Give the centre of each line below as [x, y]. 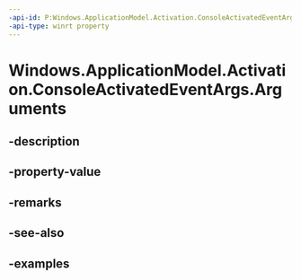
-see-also [36, 233]
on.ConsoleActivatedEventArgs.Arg [146, 89]
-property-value [55, 172]
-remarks [35, 202]
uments [37, 108]
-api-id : [25, 17]
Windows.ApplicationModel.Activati [147, 70]
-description [44, 141]
